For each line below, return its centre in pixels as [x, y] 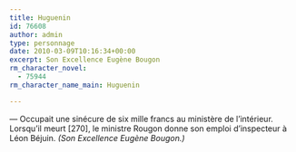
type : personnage [42, 43]
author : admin [36, 34]
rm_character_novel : [49, 69]
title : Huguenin [40, 18]
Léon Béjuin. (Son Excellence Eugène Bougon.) [97, 138]
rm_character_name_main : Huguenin [75, 85]
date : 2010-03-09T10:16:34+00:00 [73, 52]
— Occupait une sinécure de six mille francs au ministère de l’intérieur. [142, 119]
